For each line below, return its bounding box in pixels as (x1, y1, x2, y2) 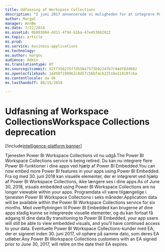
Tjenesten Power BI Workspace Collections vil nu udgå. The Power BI (5, 152, 144, 158)
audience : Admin (5, 57, 38, 62)
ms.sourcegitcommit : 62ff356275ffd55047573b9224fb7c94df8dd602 (5, 67, 137, 72)
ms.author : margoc (5, 53, 43, 58)
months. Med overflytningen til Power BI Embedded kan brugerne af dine (5, 204, 153, 210)
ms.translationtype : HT (5, 62, 54, 67)
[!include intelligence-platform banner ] (5, 143, 82, 149)
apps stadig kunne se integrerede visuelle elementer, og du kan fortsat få (5, 210, 153, 216)
